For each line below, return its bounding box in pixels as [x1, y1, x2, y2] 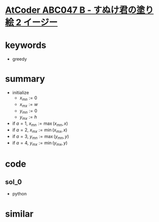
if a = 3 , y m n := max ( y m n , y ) [12, 133, 69, 141]
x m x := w [19, 101, 38, 109]
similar [5, 208, 33, 220]
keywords [5, 40, 47, 51]
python [12, 191, 27, 197]
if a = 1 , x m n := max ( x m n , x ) [12, 120, 68, 128]
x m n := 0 [19, 95, 37, 102]
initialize [12, 90, 30, 96]
